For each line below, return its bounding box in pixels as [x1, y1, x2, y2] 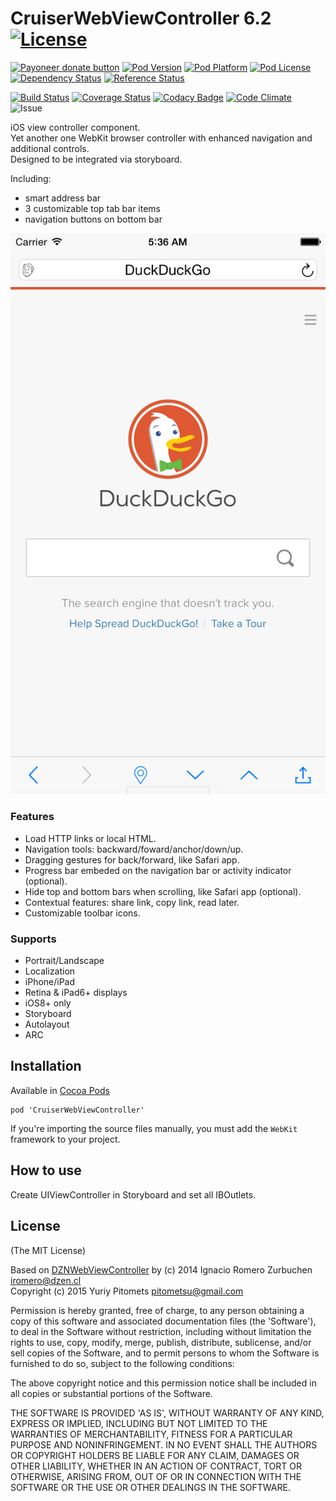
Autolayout [24, 1018, 70, 1031]
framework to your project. [10, 1133, 121, 1145]
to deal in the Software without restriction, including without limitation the [10, 1325, 312, 1337]
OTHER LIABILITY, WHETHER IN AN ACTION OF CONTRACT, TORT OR [10, 1460, 302, 1472]
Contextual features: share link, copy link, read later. [24, 896, 240, 908]
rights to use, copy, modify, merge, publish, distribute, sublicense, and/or [10, 1336, 312, 1348]
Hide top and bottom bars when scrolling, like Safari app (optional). [24, 885, 302, 897]
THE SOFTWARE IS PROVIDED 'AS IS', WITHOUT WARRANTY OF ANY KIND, [10, 1407, 325, 1419]
